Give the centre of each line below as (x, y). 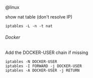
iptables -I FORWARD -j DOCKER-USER (43, 66)
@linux (12, 7)
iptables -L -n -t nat (29, 26)
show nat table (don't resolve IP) (39, 17)
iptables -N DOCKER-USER (31, 62)
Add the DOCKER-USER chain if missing (47, 52)
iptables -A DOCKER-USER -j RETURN (42, 70)
